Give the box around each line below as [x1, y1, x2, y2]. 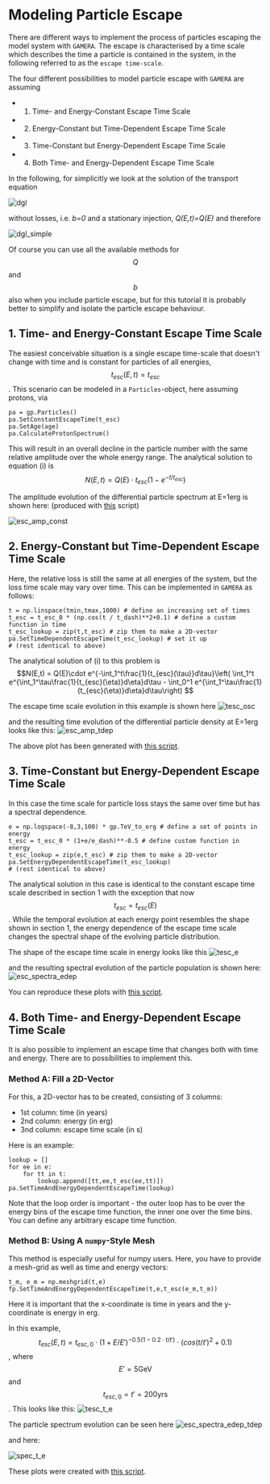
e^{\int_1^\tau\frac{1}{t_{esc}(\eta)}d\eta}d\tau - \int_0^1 [8, 677, 193, 686]
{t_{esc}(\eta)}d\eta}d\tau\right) [77, 686, 183, 695]
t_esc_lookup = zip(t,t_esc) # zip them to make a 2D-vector [8, 627, 218, 636]
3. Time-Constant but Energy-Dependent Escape [8, 765, 260, 778]
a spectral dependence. [8, 807, 87, 816]
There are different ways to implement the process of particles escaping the [8, 32, 261, 42]
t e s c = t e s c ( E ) [114, 900, 157, 912]
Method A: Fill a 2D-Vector [8, 1073, 114, 1085]
